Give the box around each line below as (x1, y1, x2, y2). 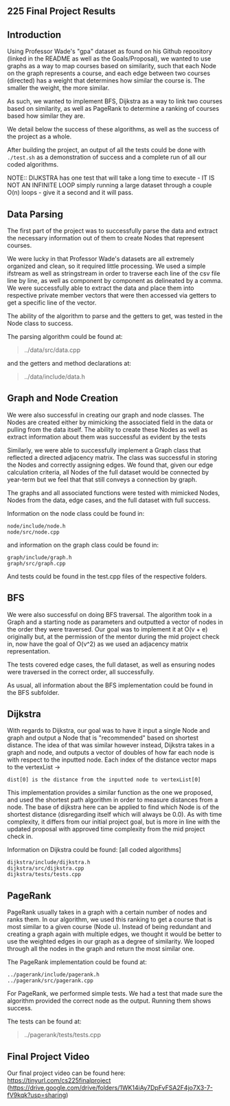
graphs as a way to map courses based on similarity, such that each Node (7, 62, 216, 70)
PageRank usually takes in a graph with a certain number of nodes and (7, 908, 207, 917)
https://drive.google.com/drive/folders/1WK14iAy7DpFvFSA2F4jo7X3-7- (9, 1084, 214, 1092)
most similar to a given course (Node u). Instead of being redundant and (7, 923, 211, 931)
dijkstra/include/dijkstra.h (7, 859, 91, 866)
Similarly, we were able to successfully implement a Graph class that (7, 446, 201, 454)
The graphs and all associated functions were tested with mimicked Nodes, (7, 488, 220, 497)
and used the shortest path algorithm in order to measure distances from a (7, 795, 218, 804)
